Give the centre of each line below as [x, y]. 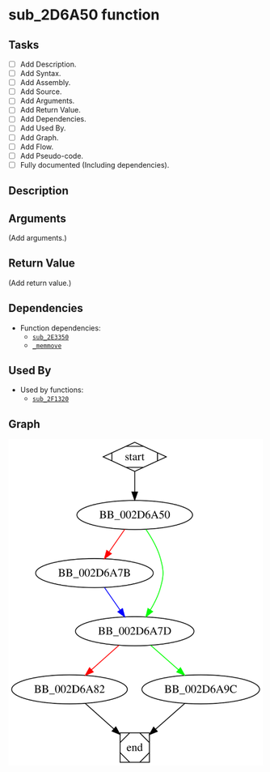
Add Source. [41, 92]
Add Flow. [37, 147]
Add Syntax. [40, 74]
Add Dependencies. [53, 119]
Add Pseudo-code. [51, 156]
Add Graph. [39, 137]
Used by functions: [52, 390]
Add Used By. [43, 128]
